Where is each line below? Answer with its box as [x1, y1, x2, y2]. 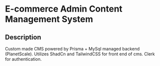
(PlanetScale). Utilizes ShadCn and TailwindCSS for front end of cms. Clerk [5, 51, 155, 57]
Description [5, 33, 41, 41]
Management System [5, 14, 94, 25]
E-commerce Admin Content [5, 3, 123, 15]
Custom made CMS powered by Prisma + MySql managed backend [5, 46, 140, 51]
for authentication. [5, 56, 42, 62]
